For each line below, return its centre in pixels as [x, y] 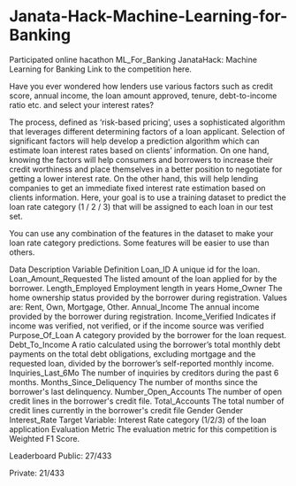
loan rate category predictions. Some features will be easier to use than [139, 243]
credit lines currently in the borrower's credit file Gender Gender [126, 410]
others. [22, 252]
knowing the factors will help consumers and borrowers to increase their [141, 159]
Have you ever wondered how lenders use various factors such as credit [141, 86]
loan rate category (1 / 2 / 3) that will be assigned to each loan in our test [141, 206]
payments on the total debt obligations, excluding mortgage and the [133, 354]
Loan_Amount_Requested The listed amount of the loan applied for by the [143, 278]
